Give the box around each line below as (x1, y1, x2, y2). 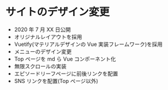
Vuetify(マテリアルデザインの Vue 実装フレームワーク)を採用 (14, 41, 163, 48)
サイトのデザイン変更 (5, 5, 110, 19)
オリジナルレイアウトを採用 (14, 33, 83, 40)
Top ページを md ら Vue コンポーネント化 (14, 55, 116, 62)
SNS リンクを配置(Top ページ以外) (14, 77, 99, 84)
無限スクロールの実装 (14, 62, 66, 69)
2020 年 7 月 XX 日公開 (14, 26, 71, 33)
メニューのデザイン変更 (14, 48, 72, 55)
